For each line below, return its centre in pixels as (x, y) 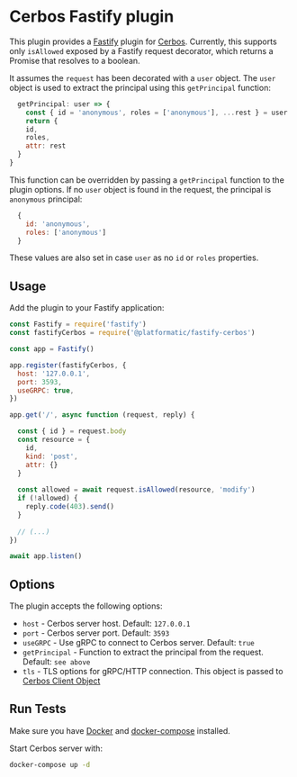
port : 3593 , (40, 382)
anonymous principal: (46, 199)
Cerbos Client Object (61, 681)
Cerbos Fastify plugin (92, 17)
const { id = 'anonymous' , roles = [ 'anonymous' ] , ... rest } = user (157, 113)
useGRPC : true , (46, 390)
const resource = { (54, 439)
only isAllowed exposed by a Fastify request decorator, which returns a (141, 50)
